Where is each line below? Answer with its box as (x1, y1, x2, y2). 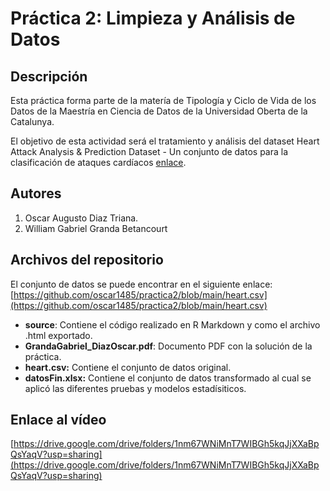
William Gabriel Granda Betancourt (24, 222, 168, 234)
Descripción (10, 68, 88, 85)
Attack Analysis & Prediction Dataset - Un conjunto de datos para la (10, 146, 289, 157)
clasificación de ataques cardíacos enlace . (10, 157, 187, 168)
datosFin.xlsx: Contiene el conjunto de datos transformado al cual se (24, 372, 312, 384)
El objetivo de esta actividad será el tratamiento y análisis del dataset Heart (10, 135, 320, 147)
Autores (10, 185, 62, 202)
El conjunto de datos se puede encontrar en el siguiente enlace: (10, 278, 273, 290)
